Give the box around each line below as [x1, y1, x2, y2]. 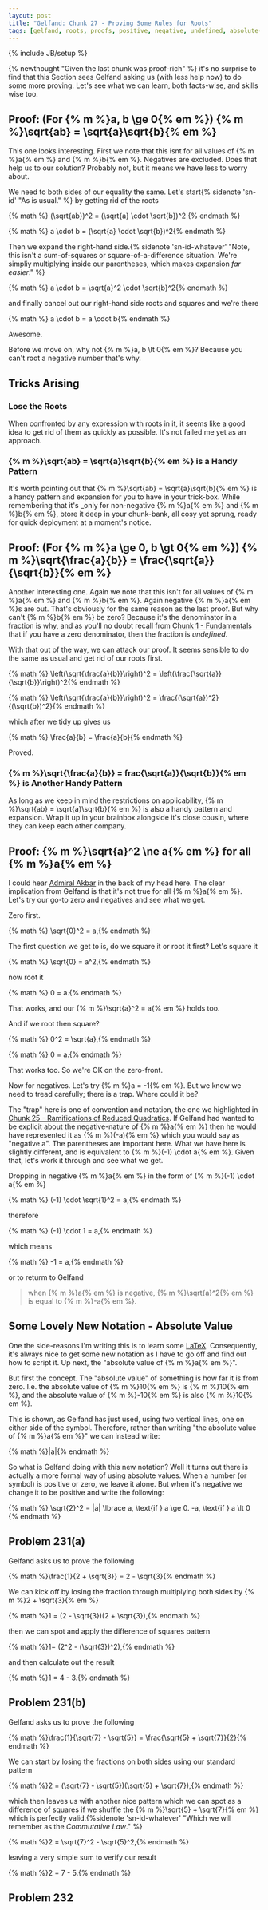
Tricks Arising [8, 376, 80, 390]
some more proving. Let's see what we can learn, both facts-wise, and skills [8, 81, 259, 90]
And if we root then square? [8, 1019, 100, 1029]
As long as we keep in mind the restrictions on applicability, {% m [8, 796, 223, 805]
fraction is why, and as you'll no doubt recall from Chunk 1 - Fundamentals [8, 621, 253, 630]
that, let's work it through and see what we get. [8, 1156, 164, 1165]
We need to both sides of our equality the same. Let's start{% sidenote [8, 187, 242, 197]
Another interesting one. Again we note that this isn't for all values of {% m [8, 586, 254, 596]
